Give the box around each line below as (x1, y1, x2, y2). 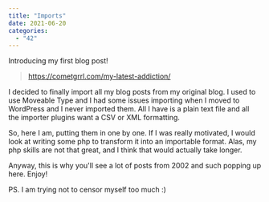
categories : (8, 26, 48, 34)
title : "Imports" (8, 11, 67, 20)
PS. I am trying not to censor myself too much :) (8, 185, 167, 195)
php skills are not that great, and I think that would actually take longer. (8, 145, 243, 155)
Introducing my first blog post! (8, 56, 108, 66)
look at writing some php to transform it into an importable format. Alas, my (8, 137, 257, 147)
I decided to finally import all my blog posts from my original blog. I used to (8, 87, 256, 97)
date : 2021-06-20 (8, 19, 67, 27)
